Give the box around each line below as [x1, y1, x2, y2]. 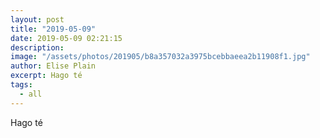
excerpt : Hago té [10, 71, 83, 81]
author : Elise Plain [10, 61, 97, 71]
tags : [10, 80, 33, 90]
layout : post [10, 14, 65, 25]
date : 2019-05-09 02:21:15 [10, 33, 123, 43]
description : [10, 42, 65, 53]
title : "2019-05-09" [10, 24, 97, 34]
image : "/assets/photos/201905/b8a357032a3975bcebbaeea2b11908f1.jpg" [10, 52, 311, 62]
